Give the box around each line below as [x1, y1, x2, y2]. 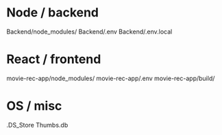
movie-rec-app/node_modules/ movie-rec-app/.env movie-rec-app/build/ [6, 74, 215, 82]
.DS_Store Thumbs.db [6, 121, 69, 129]
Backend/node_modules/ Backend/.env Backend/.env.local [6, 27, 173, 36]
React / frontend [6, 51, 101, 67]
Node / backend [6, 5, 99, 21]
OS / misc [6, 98, 62, 114]
